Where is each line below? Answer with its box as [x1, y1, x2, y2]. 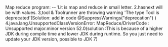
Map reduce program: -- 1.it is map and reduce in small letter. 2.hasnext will [5, 4, 163, 10]
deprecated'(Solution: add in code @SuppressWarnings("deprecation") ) [5, 15, 157, 20]
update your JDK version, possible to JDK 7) [5, 36, 98, 42]
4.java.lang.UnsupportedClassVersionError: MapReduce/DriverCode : [5, 20, 150, 26]
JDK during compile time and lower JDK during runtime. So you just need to [5, 31, 163, 36]
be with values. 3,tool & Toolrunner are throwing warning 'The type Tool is [5, 9, 159, 15]
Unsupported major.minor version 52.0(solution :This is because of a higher [5, 25, 163, 31]
